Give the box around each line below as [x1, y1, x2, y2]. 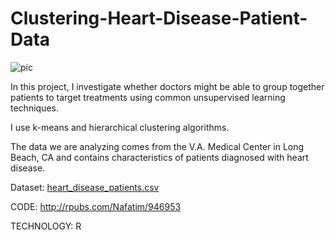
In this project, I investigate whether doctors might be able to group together [10, 80, 325, 92]
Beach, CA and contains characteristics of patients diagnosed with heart [10, 151, 309, 163]
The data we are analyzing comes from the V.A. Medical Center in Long [10, 140, 305, 152]
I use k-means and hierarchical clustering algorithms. [10, 121, 230, 133]
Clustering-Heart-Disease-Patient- [10, 7, 308, 30]
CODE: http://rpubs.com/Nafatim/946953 [10, 200, 182, 212]
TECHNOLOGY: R [10, 220, 82, 232]
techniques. [10, 102, 59, 114]
